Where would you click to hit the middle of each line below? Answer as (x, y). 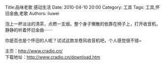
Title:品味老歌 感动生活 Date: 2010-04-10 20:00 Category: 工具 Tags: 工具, (80, 7)
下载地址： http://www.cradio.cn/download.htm (53, 57)
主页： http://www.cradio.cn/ (34, 51)
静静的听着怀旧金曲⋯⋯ (29, 30)
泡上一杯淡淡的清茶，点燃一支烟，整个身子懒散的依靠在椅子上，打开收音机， (83, 24)
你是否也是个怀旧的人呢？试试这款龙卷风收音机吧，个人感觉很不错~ (73, 40)
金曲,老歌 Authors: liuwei (34, 13)
